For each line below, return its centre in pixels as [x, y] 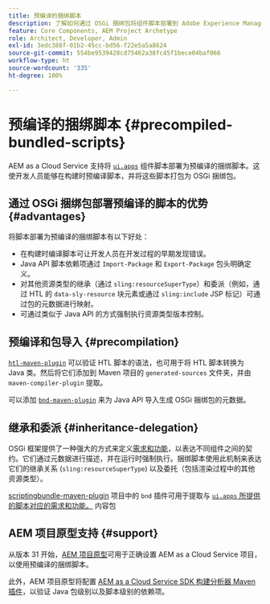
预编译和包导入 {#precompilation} [94, 342]
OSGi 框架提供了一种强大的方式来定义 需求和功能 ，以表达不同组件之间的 [127, 448]
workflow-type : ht [39, 61]
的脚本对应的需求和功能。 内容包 [62, 506]
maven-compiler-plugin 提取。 [58, 383]
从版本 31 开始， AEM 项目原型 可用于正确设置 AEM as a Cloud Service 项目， [135, 554]
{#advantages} [47, 216]
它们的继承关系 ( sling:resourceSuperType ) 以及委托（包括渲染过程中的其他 [132, 468]
